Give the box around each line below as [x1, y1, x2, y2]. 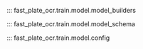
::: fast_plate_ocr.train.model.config [6, 33, 110, 42]
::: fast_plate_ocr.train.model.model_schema [6, 20, 136, 28]
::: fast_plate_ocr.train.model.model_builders [6, 6, 137, 14]
